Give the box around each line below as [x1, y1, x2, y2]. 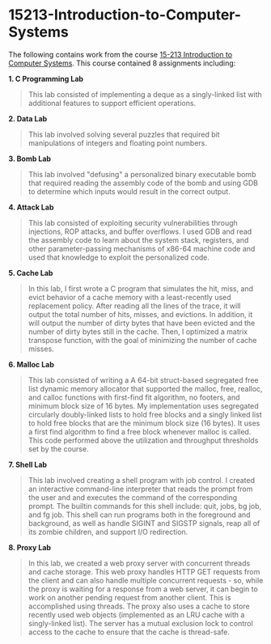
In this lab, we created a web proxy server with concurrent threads [28, 558, 251, 568]
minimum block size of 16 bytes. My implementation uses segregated [28, 400, 259, 410]
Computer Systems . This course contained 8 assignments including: [8, 58, 236, 68]
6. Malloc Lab [8, 359, 55, 369]
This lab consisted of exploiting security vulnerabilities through [28, 218, 239, 227]
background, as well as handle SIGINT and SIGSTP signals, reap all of [28, 518, 260, 527]
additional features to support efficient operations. [28, 98, 197, 108]
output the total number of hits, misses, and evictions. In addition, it [28, 309, 253, 319]
